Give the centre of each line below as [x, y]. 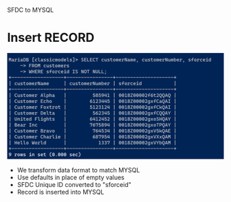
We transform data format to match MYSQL [78, 170]
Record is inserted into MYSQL [60, 192]
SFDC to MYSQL [31, 10]
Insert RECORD [51, 38]
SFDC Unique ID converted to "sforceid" [74, 185]
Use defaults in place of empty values [71, 177]
